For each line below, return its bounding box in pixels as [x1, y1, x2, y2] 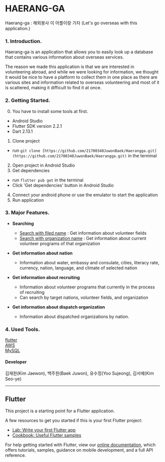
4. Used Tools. [5, 326, 40, 333]
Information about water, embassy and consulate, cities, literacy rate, [19, 259, 160, 265]
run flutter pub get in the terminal [12, 177, 83, 183]
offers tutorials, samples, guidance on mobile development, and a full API [5, 447, 153, 453]
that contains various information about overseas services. [5, 54, 124, 60]
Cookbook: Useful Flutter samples [12, 432, 82, 438]
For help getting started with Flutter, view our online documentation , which [5, 442, 156, 448]
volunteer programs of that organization [19, 240, 101, 247]
